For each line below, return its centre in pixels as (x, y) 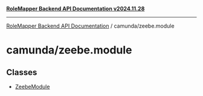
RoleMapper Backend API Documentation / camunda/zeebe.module (90, 26)
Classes (22, 72)
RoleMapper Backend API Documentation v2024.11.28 (76, 9)
